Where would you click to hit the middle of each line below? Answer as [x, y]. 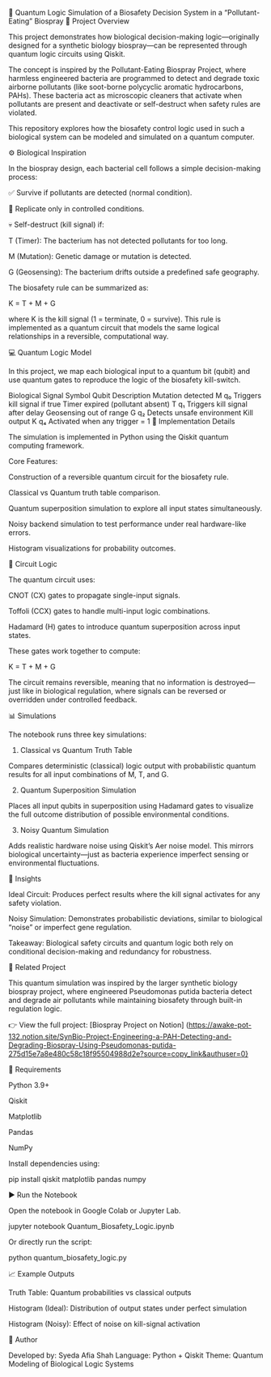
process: [23, 177]
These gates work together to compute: [74, 651]
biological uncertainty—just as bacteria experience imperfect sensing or [129, 854]
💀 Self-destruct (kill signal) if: [57, 224]
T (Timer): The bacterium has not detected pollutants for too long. [118, 240]
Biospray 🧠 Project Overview [82, 21]
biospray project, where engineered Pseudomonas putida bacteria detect [130, 991]
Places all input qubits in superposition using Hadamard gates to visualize [131, 806]
